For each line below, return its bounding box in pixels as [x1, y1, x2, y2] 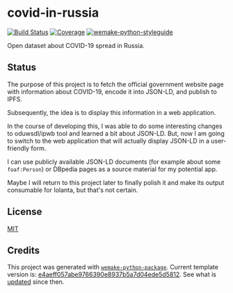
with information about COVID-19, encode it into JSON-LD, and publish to [7, 87, 217, 95]
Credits [7, 244, 40, 256]
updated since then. [7, 278, 65, 286]
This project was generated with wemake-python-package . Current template [7, 263, 219, 271]
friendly [7, 144, 30, 152]
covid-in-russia [7, 5, 99, 21]
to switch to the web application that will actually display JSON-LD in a [7, 136, 210, 145]
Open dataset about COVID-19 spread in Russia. [7, 41, 145, 49]
